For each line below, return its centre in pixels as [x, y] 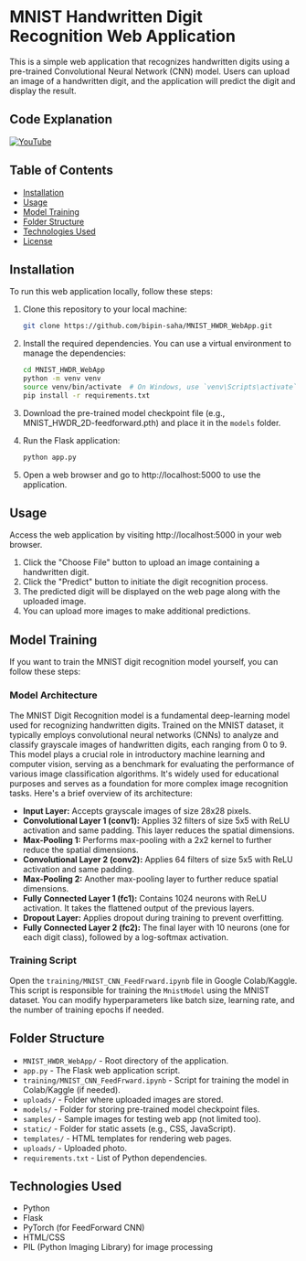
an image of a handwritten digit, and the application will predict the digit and [153, 80]
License [37, 240]
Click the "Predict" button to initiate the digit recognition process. [145, 582]
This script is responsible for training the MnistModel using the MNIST [139, 990]
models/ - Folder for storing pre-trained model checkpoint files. [141, 1109]
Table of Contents [62, 171]
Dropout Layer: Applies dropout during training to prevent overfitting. [153, 917]
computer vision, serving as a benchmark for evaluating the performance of [152, 764]
